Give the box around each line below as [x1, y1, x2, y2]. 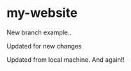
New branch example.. [6, 28, 71, 37]
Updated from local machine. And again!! [6, 55, 125, 64]
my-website [6, 5, 78, 21]
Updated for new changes [6, 41, 82, 50]
